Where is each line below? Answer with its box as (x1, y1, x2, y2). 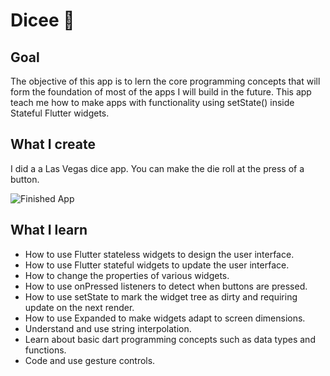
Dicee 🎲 (10, 9, 75, 32)
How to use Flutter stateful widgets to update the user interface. (24, 259, 290, 271)
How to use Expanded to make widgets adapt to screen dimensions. (24, 312, 306, 324)
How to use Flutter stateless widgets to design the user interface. (24, 248, 295, 260)
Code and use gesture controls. (24, 354, 156, 366)
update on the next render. (24, 301, 135, 313)
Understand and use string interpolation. (24, 322, 192, 334)
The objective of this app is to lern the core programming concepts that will (10, 75, 321, 87)
